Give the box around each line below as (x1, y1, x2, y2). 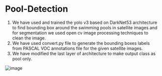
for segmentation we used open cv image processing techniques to (12, 30, 148, 36)
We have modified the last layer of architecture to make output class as (12, 50, 156, 57)
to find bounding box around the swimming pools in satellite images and (12, 24, 158, 30)
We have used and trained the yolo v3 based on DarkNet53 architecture (12, 19, 158, 25)
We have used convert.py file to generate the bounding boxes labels (12, 40, 150, 46)
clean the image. (12, 35, 46, 41)
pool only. (12, 56, 32, 61)
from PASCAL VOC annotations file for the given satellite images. (12, 45, 143, 51)
